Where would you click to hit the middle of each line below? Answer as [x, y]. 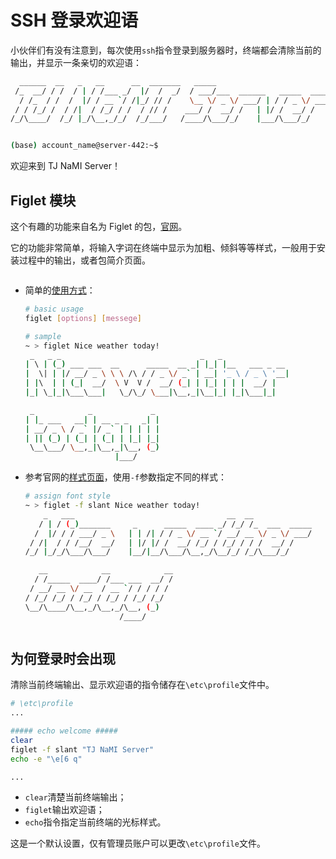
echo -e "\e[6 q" [46, 759]
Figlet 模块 [43, 200]
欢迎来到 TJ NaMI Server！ [66, 166]
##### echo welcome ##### [64, 731]
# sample [43, 336]
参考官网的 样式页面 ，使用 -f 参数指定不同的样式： [126, 477]
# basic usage [54, 309]
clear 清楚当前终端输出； [75, 797]
